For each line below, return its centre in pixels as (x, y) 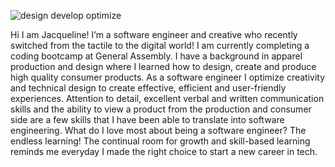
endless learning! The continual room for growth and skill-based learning (160, 141)
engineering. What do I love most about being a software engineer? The (158, 130)
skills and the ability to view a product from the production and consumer (161, 109)
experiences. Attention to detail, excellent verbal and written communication (167, 98)
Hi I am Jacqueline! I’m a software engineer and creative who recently (154, 34)
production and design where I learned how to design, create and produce (163, 66)
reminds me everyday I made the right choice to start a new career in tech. (164, 151)
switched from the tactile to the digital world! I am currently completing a (160, 45)
